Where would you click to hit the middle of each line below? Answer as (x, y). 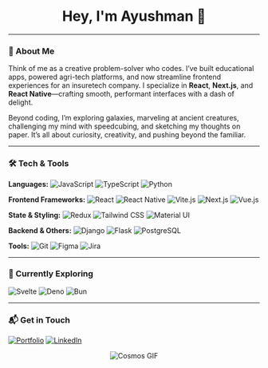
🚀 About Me (32, 51)
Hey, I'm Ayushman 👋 (134, 16)
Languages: (29, 184)
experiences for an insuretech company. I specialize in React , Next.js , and (131, 85)
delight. (21, 102)
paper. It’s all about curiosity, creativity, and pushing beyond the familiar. (127, 135)
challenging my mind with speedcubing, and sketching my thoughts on (124, 126)
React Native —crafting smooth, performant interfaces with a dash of (122, 94)
